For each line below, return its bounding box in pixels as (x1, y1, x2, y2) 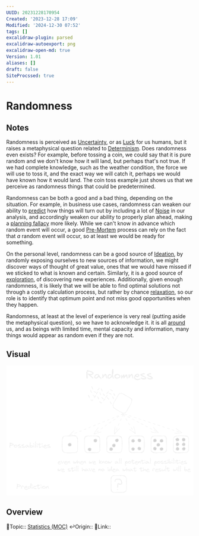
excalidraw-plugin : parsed (6, 35, 73, 41)
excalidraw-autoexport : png (6, 41, 76, 47)
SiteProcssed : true (6, 72, 55, 79)
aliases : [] (6, 60, 36, 66)
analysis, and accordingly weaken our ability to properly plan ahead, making (6, 214, 192, 221)
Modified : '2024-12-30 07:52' (6, 22, 81, 28)
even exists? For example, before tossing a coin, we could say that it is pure (6, 151, 191, 158)
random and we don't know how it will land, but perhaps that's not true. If (6, 158, 186, 165)
